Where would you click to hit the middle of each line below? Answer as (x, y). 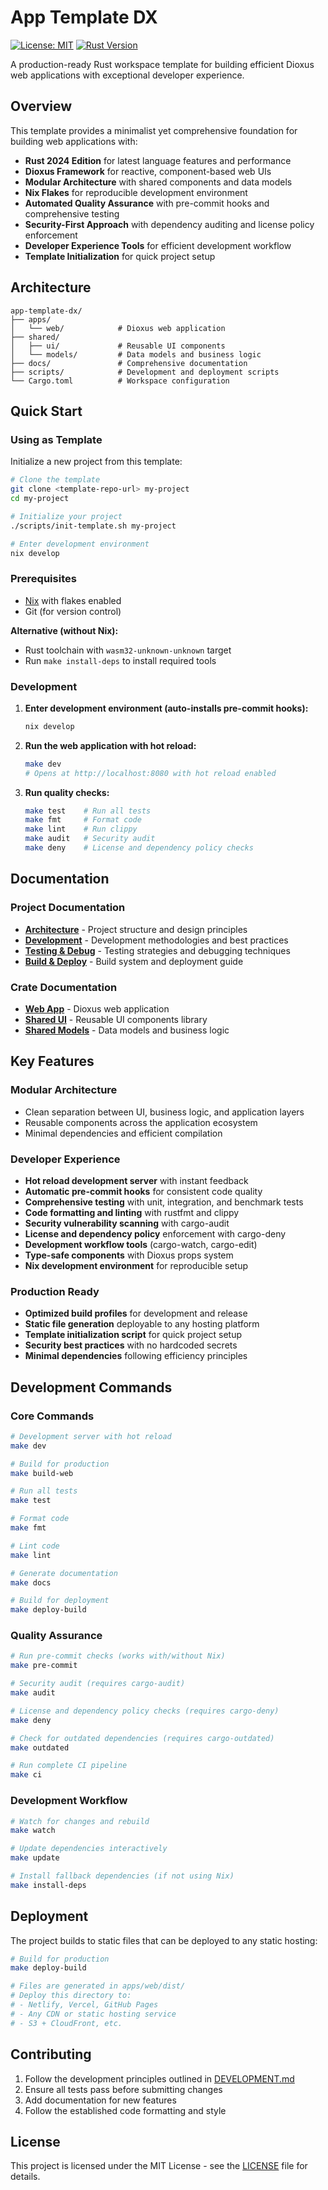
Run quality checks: (67, 792)
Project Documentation (68, 908)
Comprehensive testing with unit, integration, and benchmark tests (164, 1202)
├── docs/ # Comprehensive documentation (129, 363)
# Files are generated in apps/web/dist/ (98, 1986)
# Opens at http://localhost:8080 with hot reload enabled (150, 773)
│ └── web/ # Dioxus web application (118, 328)
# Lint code (35, 1546)
